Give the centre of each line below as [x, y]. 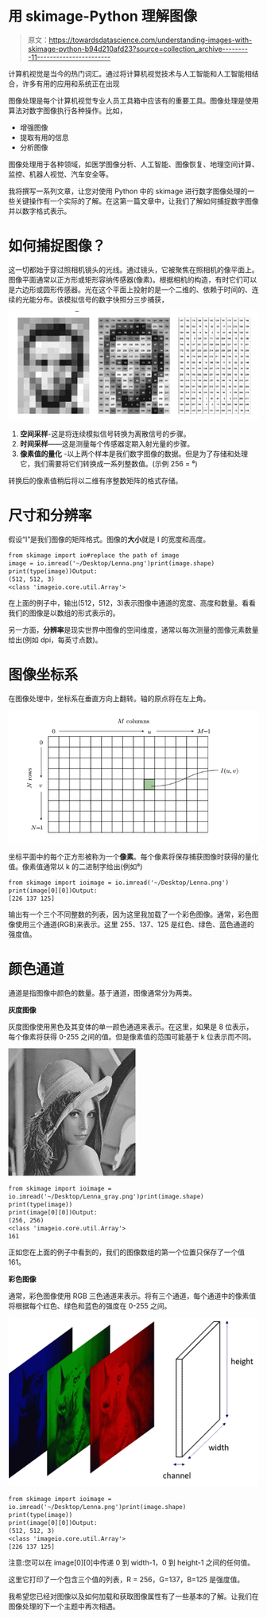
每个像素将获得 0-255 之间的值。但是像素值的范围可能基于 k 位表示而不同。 [132, 1036]
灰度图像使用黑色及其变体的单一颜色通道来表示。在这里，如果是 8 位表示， [131, 1027]
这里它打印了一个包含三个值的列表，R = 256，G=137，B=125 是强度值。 [126, 1579]
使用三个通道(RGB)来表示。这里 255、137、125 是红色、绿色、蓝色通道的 [134, 924]
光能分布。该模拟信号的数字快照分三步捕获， [95, 299]
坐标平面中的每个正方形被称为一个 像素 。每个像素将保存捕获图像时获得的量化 [133, 856]
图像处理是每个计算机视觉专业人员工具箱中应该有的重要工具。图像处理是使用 [133, 100]
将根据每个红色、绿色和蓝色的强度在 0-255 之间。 [90, 1305]
